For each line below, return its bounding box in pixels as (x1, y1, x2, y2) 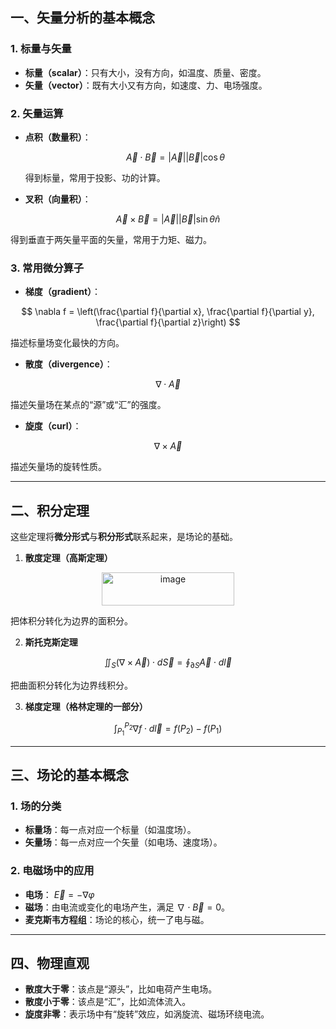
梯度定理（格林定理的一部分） (24, 700, 148, 712)
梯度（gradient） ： (24, 286, 102, 298)
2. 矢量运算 (10, 106, 64, 120)
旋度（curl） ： (24, 420, 82, 432)
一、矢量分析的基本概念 (10, 9, 155, 27)
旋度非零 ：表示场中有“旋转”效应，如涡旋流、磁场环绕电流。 (24, 1008, 270, 1020)
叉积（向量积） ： (24, 193, 92, 205)
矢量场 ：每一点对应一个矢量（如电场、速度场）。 (24, 836, 223, 848)
